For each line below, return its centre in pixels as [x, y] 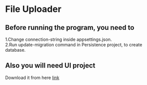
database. [15, 50]
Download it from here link [32, 78]
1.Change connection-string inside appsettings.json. [59, 39]
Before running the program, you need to [70, 28]
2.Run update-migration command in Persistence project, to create [74, 45]
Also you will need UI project [50, 66]
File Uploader [33, 9]
